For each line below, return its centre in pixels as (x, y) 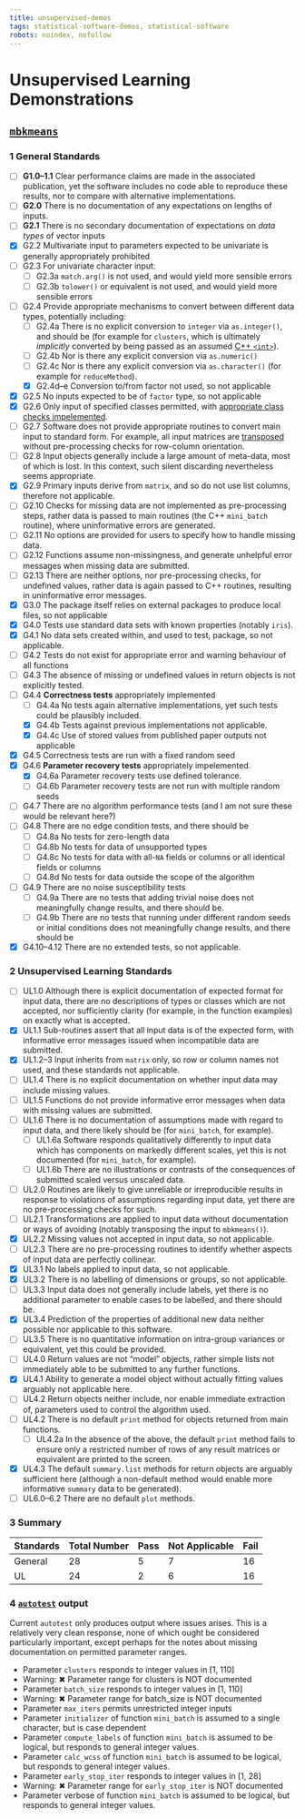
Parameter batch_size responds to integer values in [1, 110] (133, 1689)
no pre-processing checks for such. (89, 1209)
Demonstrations (72, 99)
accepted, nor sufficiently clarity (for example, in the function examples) (157, 1011)
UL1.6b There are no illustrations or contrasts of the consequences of (166, 1169)
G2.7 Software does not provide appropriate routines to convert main (152, 427)
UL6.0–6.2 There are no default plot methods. (108, 1498)
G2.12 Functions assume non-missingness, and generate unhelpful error (157, 555)
